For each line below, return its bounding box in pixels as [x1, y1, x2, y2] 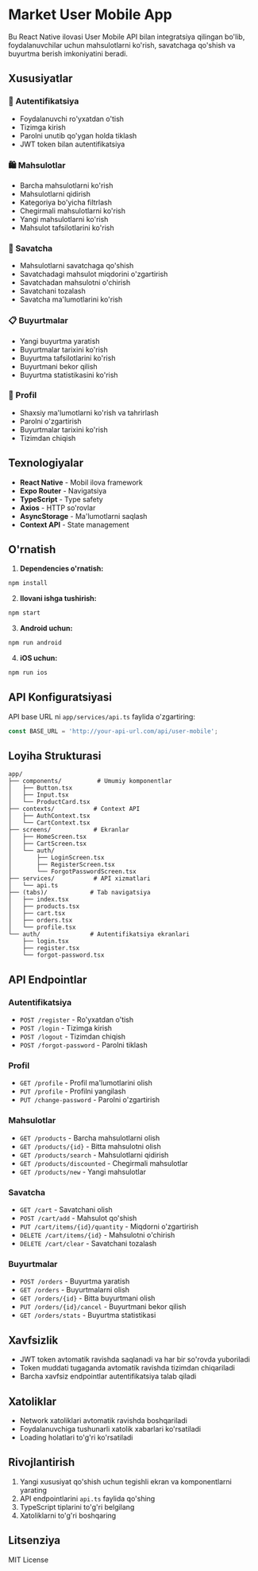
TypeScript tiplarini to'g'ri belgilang [19, 1502, 135, 1511]
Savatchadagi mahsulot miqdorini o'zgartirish [19, 269, 168, 279]
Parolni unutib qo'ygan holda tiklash [19, 131, 137, 140]
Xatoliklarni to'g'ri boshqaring [19, 1511, 117, 1520]
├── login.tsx [22, 938, 69, 945]
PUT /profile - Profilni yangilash [19, 1086, 126, 1096]
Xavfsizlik [8, 1333, 59, 1347]
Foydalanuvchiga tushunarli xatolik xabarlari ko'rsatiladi [19, 1424, 202, 1433]
